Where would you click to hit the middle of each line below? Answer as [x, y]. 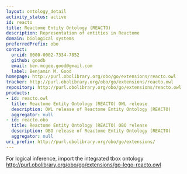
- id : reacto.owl [27, 98]
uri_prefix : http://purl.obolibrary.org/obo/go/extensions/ [81, 142]
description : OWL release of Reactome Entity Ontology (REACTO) [91, 109]
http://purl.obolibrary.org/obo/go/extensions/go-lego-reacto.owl [84, 165]
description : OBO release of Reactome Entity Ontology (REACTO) [91, 131]
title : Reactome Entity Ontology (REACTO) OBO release [79, 126]
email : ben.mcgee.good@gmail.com [52, 66]
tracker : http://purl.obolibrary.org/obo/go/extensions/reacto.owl [90, 82]
